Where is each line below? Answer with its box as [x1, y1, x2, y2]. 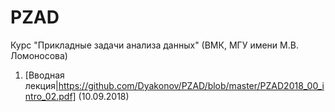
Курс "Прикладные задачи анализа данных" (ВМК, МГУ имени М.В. [10, 39, 299, 51]
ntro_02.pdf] [24, 90, 77, 102]
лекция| [24, 79, 59, 91]
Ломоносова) [10, 49, 68, 61]
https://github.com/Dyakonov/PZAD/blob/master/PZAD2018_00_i [58, 79, 325, 91]
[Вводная [24, 69, 65, 81]
